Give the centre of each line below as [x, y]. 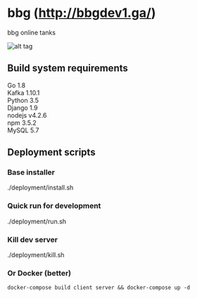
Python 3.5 [23, 100]
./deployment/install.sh [40, 187]
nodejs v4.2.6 [27, 115]
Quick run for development [54, 206]
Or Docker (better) [39, 273]
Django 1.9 [23, 108]
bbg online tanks [32, 32]
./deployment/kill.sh [36, 255]
